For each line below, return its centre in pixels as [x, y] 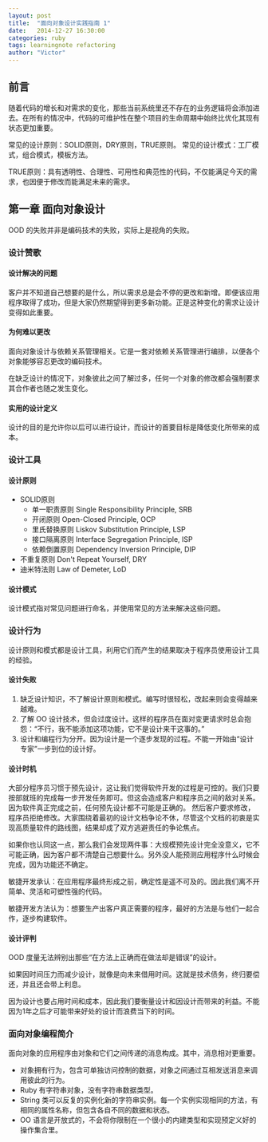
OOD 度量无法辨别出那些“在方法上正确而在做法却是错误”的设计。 [114, 958]
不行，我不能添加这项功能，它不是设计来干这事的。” [121, 729]
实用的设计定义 [33, 408]
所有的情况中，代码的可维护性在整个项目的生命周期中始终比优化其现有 [144, 117]
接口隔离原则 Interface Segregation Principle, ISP [112, 539]
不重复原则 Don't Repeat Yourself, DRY [83, 559]
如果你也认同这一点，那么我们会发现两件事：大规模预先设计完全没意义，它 [130, 845]
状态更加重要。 [33, 128]
